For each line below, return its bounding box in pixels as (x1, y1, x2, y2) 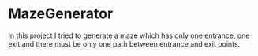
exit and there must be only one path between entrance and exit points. (8, 39, 241, 48)
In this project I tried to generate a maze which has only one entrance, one (8, 31, 250, 40)
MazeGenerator (8, 5, 114, 23)
